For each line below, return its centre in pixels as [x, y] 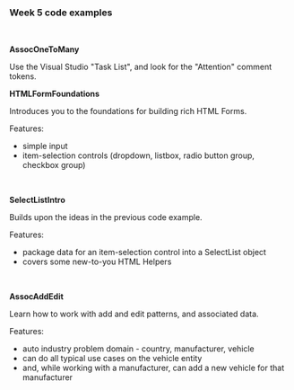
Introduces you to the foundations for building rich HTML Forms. [128, 111]
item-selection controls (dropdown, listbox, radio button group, [138, 155]
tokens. [23, 76]
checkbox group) [54, 165]
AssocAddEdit [37, 297]
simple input [45, 146]
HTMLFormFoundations [55, 94]
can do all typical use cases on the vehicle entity [112, 359]
